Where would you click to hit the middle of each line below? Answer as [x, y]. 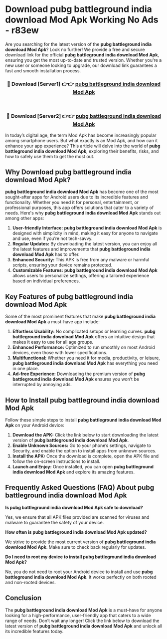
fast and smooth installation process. [43, 70]
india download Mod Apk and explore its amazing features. [74, 472]
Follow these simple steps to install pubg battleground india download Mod [83, 420]
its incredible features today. [34, 631]
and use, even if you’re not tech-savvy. [53, 238]
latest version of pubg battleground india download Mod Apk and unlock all [84, 626]
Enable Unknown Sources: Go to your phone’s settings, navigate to [82, 445]
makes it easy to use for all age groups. [53, 342]
